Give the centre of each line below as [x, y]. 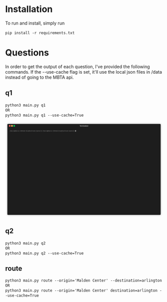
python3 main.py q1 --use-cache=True [44, 115]
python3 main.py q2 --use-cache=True [44, 253]
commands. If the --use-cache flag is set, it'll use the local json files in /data [84, 72]
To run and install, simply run [35, 23]
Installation [29, 9]
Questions [27, 53]
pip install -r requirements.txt [40, 33]
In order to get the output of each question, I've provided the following [77, 67]
